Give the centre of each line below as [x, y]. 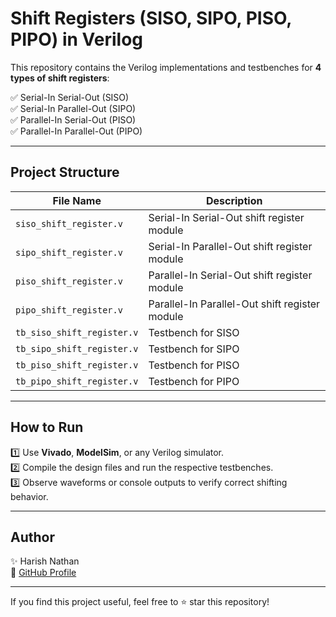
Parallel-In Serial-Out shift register [230, 275]
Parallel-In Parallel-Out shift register [234, 304]
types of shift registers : [60, 78]
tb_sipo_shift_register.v [77, 348]
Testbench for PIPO [194, 381]
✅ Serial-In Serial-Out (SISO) [70, 97]
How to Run [47, 427]
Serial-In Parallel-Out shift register [230, 246]
